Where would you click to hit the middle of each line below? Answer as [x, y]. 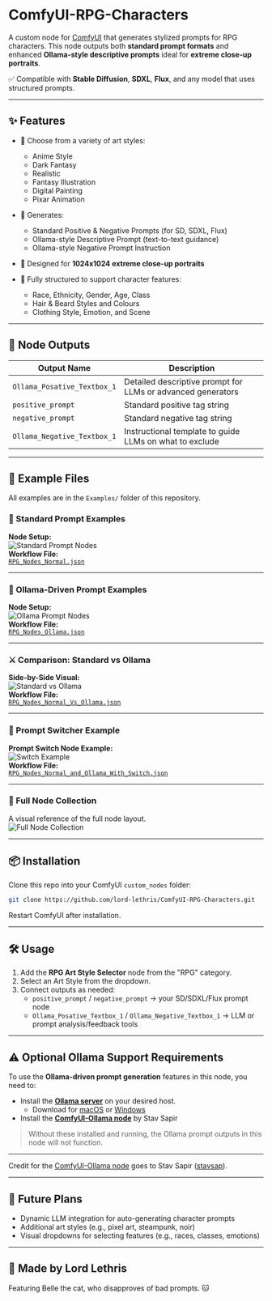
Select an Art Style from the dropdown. [85, 981]
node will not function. [66, 1142]
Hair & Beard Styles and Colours [86, 303]
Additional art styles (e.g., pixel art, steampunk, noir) [108, 1227]
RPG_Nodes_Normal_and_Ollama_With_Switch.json [88, 773]
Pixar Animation [58, 199]
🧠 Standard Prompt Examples [67, 519]
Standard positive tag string [176, 405]
